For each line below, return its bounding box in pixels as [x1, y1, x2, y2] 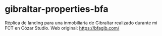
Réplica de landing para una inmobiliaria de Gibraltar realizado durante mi [5, 20, 157, 26]
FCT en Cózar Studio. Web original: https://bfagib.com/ [5, 25, 120, 31]
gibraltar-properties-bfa [5, 3, 109, 15]
